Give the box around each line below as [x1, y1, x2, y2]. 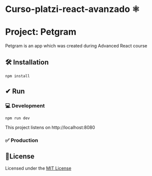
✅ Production [5, 137, 38, 144]
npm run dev [5, 116, 30, 121]
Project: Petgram [5, 26, 77, 38]
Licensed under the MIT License [5, 166, 71, 172]
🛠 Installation [5, 58, 49, 66]
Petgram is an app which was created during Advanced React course [5, 43, 148, 49]
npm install [5, 73, 30, 78]
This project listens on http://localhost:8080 [5, 124, 96, 130]
